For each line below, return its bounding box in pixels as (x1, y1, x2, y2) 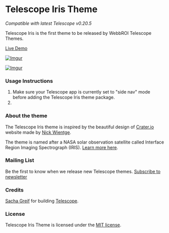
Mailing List (5, 157, 34, 164)
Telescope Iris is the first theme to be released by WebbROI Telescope (5, 30, 152, 36)
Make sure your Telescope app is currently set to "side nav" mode (12, 89, 150, 95)
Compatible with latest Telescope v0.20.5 (5, 20, 92, 26)
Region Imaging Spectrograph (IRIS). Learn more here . (5, 144, 119, 150)
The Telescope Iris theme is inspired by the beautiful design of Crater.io (5, 124, 154, 130)
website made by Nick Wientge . (5, 129, 72, 135)
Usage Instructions (5, 77, 53, 84)
